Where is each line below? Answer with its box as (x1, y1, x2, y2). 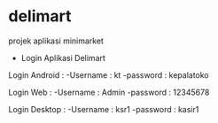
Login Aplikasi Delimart (20, 52, 105, 63)
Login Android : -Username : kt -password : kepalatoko (8, 69, 209, 81)
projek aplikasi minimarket (8, 35, 104, 46)
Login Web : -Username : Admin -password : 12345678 (8, 87, 210, 97)
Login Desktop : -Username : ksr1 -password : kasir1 (8, 104, 199, 114)
